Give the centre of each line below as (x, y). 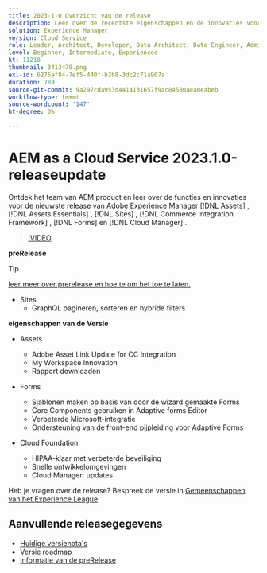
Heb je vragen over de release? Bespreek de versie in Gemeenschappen (127, 490)
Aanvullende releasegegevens (85, 524)
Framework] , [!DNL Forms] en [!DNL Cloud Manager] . (98, 222)
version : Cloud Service (48, 38)
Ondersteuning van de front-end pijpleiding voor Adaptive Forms (137, 427)
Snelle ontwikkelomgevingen (79, 466)
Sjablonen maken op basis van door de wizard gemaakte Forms (135, 402)
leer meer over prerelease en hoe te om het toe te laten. (99, 284)
